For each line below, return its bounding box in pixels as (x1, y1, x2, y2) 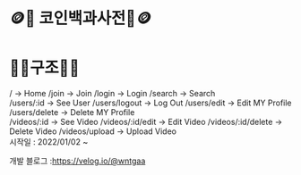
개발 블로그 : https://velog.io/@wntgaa (9, 155, 146, 166)
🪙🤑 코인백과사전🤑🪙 (9, 8, 152, 29)
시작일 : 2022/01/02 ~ (9, 137, 89, 147)
